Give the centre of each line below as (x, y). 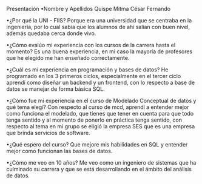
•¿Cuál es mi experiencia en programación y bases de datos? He (87, 70)
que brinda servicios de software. (48, 133)
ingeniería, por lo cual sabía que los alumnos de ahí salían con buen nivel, (98, 27)
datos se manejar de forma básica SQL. (56, 89)
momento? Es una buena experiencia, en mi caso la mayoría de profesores (99, 51)
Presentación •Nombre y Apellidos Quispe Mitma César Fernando (89, 9)
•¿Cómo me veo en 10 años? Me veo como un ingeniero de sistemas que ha (101, 163)
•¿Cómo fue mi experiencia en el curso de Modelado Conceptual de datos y (101, 100)
